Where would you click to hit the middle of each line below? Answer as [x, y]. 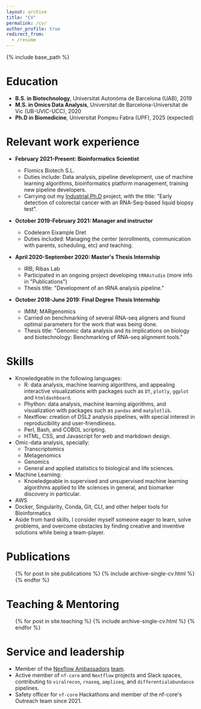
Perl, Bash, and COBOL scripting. [65, 429]
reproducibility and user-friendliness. [70, 423]
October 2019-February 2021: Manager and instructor [84, 221]
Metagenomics [42, 455]
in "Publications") [45, 281]
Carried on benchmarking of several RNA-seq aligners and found [104, 317]
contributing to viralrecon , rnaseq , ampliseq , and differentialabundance [104, 681]
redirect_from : [25, 34]
